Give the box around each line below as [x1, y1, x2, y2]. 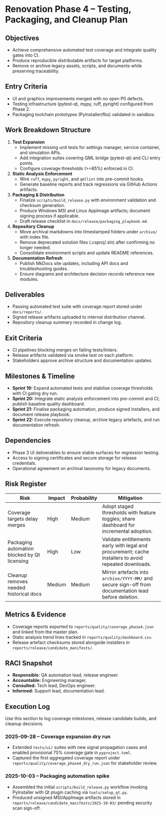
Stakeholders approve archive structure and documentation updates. [12, 357, 153, 363]
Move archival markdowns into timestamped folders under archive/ [19, 228, 158, 234]
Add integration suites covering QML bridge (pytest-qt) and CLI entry [19, 155, 161, 161]
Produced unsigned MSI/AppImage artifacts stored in [12, 794, 121, 800]
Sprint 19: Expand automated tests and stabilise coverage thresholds [12, 385, 153, 391]
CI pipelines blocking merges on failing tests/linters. [12, 347, 118, 353]
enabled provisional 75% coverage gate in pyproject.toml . [12, 749, 132, 755]
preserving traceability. [12, 68, 60, 74]
